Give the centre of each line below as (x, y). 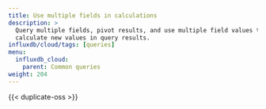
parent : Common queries (62, 67)
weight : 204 (28, 74)
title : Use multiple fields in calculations (83, 15)
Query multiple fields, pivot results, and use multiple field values (134, 30)
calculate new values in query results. (83, 38)
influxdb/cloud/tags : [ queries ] (61, 45)
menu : (17, 52)
